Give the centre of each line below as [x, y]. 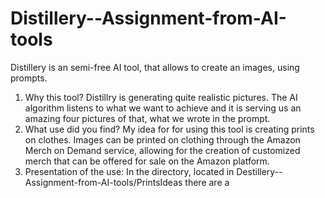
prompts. [29, 78]
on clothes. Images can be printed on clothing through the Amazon [162, 139]
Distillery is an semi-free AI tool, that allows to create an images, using [155, 67]
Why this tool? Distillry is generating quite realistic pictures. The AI [161, 97]
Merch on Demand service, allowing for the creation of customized [162, 150]
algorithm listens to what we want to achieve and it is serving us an [163, 108]
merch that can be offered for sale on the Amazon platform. [147, 161]
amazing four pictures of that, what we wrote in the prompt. [147, 118]
